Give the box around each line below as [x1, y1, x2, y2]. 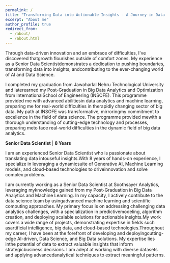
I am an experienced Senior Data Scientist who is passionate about [5, 150, 146, 156]
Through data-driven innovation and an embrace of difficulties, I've [5, 49, 146, 56]
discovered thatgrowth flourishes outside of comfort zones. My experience [5, 55, 163, 61]
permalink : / [5, 7, 33, 13]
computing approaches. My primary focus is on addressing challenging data [5, 203, 165, 209]
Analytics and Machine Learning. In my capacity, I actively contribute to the [5, 192, 163, 198]
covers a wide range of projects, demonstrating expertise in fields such [5, 219, 155, 225]
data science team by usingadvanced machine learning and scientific [5, 197, 151, 204]
